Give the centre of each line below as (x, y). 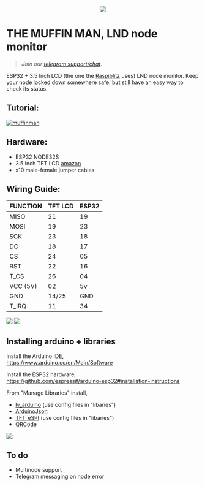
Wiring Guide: (33, 189)
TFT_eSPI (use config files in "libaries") (65, 418)
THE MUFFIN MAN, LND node (82, 34)
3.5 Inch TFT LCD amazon (48, 163)
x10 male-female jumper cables (55, 170)
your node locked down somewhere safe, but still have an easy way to (95, 82)
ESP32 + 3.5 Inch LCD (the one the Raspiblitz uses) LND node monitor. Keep (102, 75)
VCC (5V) (24, 286)
